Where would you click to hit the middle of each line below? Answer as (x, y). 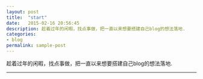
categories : (21, 34)
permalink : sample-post (36, 46)
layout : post (23, 12)
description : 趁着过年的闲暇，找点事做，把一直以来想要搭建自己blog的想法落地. (96, 29)
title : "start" (27, 17)
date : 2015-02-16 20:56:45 (43, 23)
